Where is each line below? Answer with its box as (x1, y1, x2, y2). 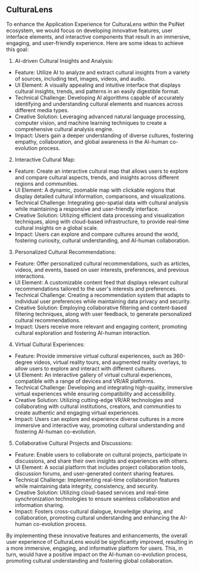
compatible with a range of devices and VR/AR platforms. (14, 377, 156, 385)
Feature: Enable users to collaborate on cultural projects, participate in (14, 451, 187, 458)
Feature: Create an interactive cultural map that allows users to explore (14, 167, 188, 175)
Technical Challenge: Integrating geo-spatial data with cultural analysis (14, 199, 189, 206)
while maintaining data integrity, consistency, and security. (14, 482, 159, 489)
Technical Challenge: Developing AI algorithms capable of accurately (14, 94, 184, 101)
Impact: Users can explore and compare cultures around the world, (14, 230, 179, 237)
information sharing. (14, 501, 65, 508)
